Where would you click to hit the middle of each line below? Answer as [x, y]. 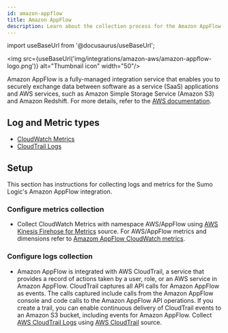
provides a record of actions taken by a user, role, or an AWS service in [117, 278]
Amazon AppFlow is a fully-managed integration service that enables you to [114, 79]
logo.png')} [23, 66]
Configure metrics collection [56, 209]
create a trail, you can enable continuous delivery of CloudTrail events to [119, 308]
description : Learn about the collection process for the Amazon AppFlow [114, 26]
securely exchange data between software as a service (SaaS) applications [113, 87]
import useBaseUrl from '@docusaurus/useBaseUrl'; [81, 46]
